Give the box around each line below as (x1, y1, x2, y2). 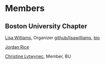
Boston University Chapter (5, 22, 87, 30)
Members (5, 3, 45, 14)
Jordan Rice (5, 44, 29, 50)
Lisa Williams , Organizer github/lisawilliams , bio (5, 35, 100, 40)
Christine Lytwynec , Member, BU (5, 53, 71, 59)
